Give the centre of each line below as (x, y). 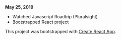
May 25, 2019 (19, 7)
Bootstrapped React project (40, 22)
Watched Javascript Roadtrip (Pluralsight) (55, 17)
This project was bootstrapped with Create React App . (61, 31)
